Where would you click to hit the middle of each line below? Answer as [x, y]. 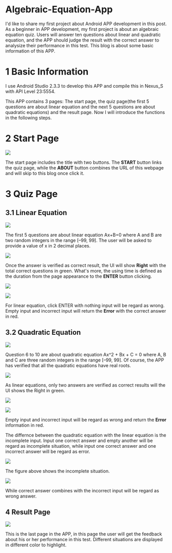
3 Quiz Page [32, 194]
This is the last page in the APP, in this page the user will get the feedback [84, 534]
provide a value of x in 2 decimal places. [48, 245]
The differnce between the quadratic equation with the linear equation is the [86, 435]
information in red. [25, 425]
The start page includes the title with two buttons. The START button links [83, 162]
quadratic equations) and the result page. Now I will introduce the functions [85, 112]
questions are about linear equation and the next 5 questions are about [80, 107]
